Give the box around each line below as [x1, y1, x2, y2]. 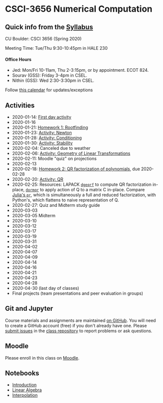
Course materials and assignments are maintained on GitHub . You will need [5, 317, 156, 323]
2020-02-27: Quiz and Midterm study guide [12, 202, 100, 208]
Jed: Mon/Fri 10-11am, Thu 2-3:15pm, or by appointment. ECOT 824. [12, 67, 149, 73]
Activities [5, 101, 35, 109]
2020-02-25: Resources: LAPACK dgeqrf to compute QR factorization [12, 181, 152, 187]
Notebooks [5, 369, 39, 378]
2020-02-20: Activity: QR [12, 177, 63, 182]
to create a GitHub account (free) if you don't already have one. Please [5, 322, 147, 328]
